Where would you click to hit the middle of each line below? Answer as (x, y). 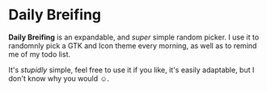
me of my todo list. (40, 54)
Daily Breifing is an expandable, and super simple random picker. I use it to (134, 37)
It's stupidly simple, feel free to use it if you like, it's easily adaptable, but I (131, 69)
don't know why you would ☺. (59, 78)
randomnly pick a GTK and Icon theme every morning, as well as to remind (133, 45)
